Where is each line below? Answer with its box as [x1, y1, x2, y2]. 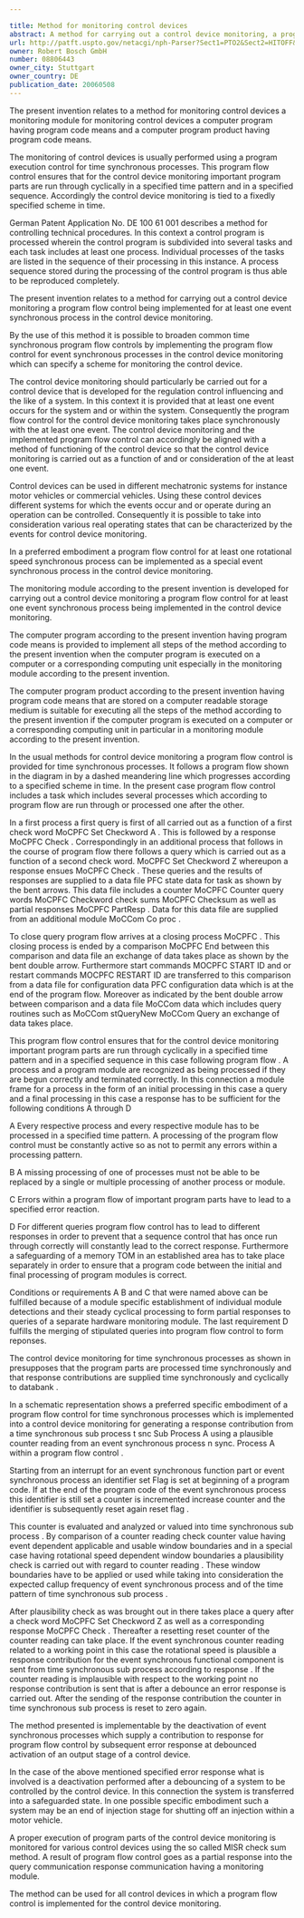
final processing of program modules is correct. [9, 1269, 187, 1280]
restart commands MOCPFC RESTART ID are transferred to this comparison [9, 969, 291, 980]
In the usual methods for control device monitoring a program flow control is [9, 751, 294, 762]
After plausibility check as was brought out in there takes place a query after [9, 1606, 294, 1617]
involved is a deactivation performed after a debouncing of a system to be [9, 1776, 286, 1787]
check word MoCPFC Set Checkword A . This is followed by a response [9, 826, 276, 837]
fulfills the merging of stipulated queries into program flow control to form [9, 1325, 284, 1336]
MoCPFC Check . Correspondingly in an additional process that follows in [9, 836, 283, 847]
